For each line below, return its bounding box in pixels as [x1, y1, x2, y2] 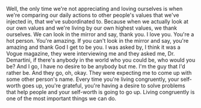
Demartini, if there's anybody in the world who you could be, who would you [6, 57, 196, 63]
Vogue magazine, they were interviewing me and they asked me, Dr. [6, 50, 175, 57]
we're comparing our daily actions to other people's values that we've [6, 11, 179, 19]
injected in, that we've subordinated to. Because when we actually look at [6, 18, 188, 25]
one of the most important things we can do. [6, 95, 117, 102]
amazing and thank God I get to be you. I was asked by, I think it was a [6, 43, 181, 51]
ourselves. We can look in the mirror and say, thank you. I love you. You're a [6, 31, 194, 38]
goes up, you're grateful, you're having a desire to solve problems [22, 82, 185, 89]
